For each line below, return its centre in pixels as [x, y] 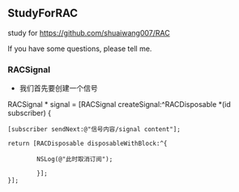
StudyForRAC [43, 13]
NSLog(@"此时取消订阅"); [75, 160]
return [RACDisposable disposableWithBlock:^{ [87, 144]
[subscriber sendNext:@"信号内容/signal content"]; [94, 130]
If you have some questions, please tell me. [80, 49]
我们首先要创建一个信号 [58, 88]
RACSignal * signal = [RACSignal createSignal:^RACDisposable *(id [119, 105]
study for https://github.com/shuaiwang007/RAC [89, 32]
